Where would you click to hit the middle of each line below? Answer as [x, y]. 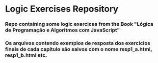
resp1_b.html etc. [26, 55]
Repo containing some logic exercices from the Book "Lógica [79, 24]
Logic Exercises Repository [62, 9]
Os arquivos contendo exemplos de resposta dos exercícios [78, 43]
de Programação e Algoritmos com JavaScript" [63, 30]
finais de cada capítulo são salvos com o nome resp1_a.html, [79, 49]
